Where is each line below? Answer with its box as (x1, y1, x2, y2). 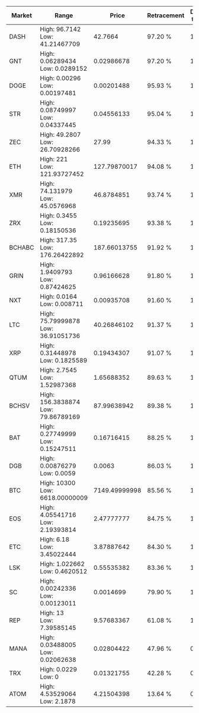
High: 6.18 (40, 535, 70, 543)
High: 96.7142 (40, 25, 81, 33)
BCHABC (9, 244, 34, 251)
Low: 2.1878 (40, 698, 76, 705)
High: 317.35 (40, 236, 78, 244)
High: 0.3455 (40, 212, 78, 219)
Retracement (147, 11, 185, 20)
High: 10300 (40, 479, 76, 487)
